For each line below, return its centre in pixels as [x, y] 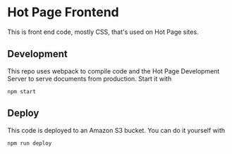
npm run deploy [30, 143]
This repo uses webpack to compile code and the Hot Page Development [114, 71]
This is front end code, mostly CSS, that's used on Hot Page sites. [103, 32]
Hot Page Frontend [63, 12]
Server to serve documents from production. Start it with [90, 78]
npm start [22, 91]
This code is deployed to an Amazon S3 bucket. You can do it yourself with [116, 130]
